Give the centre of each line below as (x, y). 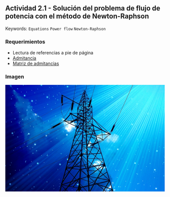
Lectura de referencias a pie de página (53, 53)
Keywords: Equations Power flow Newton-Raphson (56, 28)
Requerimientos (25, 42)
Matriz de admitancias (36, 63)
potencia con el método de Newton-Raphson (77, 17)
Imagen (15, 77)
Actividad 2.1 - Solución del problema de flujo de (83, 8)
